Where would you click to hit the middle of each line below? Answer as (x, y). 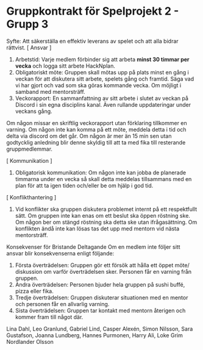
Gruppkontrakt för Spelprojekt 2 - (93, 11)
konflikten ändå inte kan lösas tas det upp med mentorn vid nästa (97, 228)
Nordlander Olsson (30, 341)
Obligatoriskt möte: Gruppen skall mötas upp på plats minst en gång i (102, 72)
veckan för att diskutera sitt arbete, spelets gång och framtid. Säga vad (105, 79)
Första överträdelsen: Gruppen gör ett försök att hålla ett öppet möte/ (102, 265)
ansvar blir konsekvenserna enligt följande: (60, 253)
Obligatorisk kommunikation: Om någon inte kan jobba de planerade (101, 173)
